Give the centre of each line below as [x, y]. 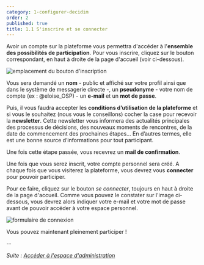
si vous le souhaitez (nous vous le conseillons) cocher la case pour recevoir [102, 114]
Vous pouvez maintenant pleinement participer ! [67, 232]
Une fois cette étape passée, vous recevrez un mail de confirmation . [93, 152]
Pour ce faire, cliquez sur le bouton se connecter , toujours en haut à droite [100, 189]
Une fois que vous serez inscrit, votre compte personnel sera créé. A [93, 164]
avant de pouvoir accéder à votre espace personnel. [72, 208]
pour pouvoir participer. [36, 177]
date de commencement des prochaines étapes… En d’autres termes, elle [99, 134]
